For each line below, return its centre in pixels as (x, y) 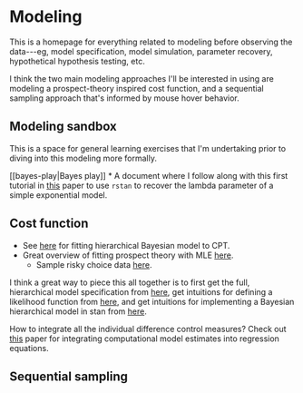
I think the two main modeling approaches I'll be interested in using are (142, 78)
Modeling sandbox (64, 127)
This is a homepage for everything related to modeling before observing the (151, 42)
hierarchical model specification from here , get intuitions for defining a (141, 291)
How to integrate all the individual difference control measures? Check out (148, 329)
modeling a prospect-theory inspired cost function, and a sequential (137, 88)
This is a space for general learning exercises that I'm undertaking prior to (148, 148)
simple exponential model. (59, 195)
